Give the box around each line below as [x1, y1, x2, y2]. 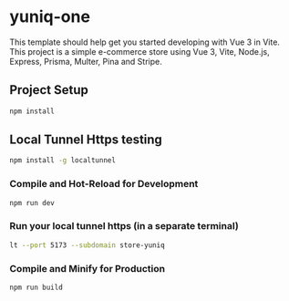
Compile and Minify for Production [9, 262, 166, 275]
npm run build [9, 283, 64, 292]
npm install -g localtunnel [9, 156, 117, 165]
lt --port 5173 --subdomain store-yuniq [9, 240, 166, 250]
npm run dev [9, 198, 55, 207]
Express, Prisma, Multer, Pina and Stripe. [9, 56, 162, 67]
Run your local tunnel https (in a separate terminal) [9, 220, 239, 233]
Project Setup [9, 82, 89, 98]
